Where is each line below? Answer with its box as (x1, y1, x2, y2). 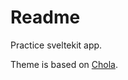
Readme (10, 6, 81, 29)
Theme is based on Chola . (10, 58, 118, 70)
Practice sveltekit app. (10, 39, 103, 51)
